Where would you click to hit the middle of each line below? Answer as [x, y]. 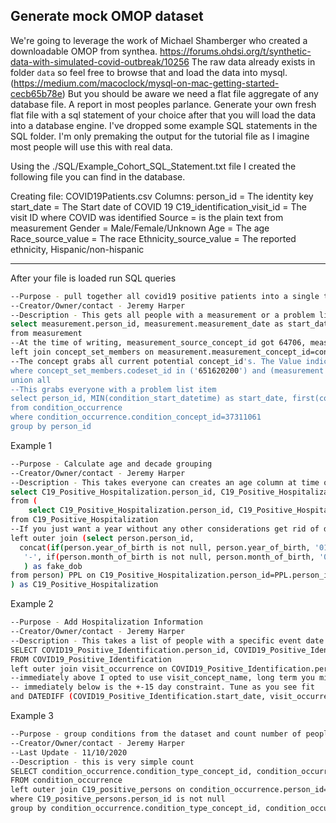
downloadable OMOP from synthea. [84, 51]
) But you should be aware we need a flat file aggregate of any [190, 93]
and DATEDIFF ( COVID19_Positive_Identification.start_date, [138, 697]
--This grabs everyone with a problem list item [113, 389]
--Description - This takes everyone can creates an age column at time [165, 482]
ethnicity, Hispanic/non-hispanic [77, 249]
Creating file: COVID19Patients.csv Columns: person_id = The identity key [162, 196]
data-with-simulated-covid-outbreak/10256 [100, 61]
